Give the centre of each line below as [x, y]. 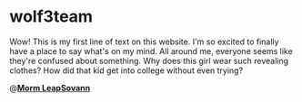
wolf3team [51, 17]
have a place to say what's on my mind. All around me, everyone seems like [151, 51]
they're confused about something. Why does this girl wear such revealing [149, 60]
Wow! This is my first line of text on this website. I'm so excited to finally [144, 42]
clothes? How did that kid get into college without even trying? [126, 70]
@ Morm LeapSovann [50, 88]
